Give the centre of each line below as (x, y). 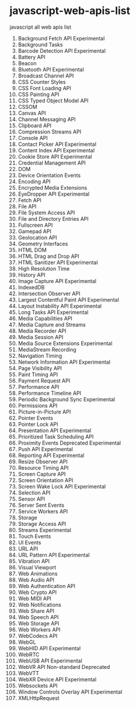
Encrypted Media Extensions (53, 187)
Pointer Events (35, 418)
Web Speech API (38, 617)
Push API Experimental (46, 449)
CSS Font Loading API (45, 88)
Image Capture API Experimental (57, 281)
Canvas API (32, 113)
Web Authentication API (46, 586)
